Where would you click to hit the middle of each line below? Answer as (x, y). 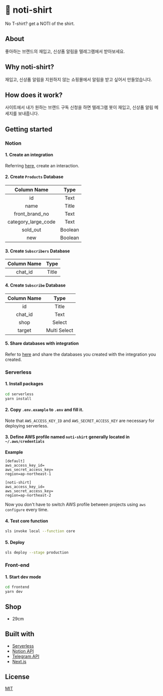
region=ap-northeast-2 (28, 495)
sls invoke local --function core (40, 531)
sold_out (31, 230)
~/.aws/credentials (25, 442)
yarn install (18, 399)
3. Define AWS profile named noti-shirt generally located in (67, 437)
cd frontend (17, 587)
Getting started (29, 129)
